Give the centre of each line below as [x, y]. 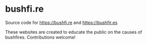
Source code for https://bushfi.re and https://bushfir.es [61, 22]
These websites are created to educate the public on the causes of [74, 32]
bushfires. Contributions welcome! [40, 37]
